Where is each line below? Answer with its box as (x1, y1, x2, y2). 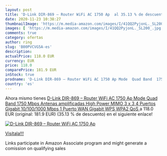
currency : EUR (5, 58, 35, 63)
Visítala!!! (5, 130, 24, 136)
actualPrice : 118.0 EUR (5, 53, 55, 59)
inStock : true (5, 72, 35, 77)
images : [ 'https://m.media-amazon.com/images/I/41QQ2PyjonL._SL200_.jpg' (5, 26, 164, 31)
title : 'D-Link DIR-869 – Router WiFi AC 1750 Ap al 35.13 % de (5, 12, 143, 17)
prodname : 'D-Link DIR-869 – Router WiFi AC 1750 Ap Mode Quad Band (5, 77, 153, 82)
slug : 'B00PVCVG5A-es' (5, 44, 52, 49)
